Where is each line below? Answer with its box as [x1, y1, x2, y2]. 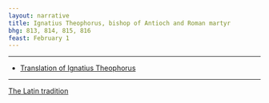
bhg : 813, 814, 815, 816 [8, 26, 91, 34]
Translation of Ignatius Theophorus [19, 63, 136, 73]
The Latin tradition [8, 86, 69, 96]
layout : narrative [8, 11, 70, 20]
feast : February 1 [8, 34, 70, 42]
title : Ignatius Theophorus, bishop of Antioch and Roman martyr [8, 19, 231, 27]
